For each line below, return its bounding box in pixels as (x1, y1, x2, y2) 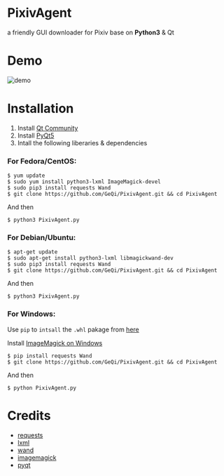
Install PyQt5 (17, 131, 55, 140)
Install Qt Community (17, 124, 78, 132)
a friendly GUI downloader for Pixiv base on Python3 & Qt (7, 28, 175, 37)
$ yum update (7, 172, 45, 180)
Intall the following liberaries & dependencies (17, 138, 148, 147)
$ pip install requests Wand (7, 352, 92, 359)
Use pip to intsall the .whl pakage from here (7, 325, 139, 333)
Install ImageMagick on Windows (7, 338, 103, 347)
